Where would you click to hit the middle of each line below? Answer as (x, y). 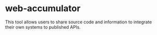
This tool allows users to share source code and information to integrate (78, 22)
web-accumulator (43, 9)
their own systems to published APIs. (43, 27)
